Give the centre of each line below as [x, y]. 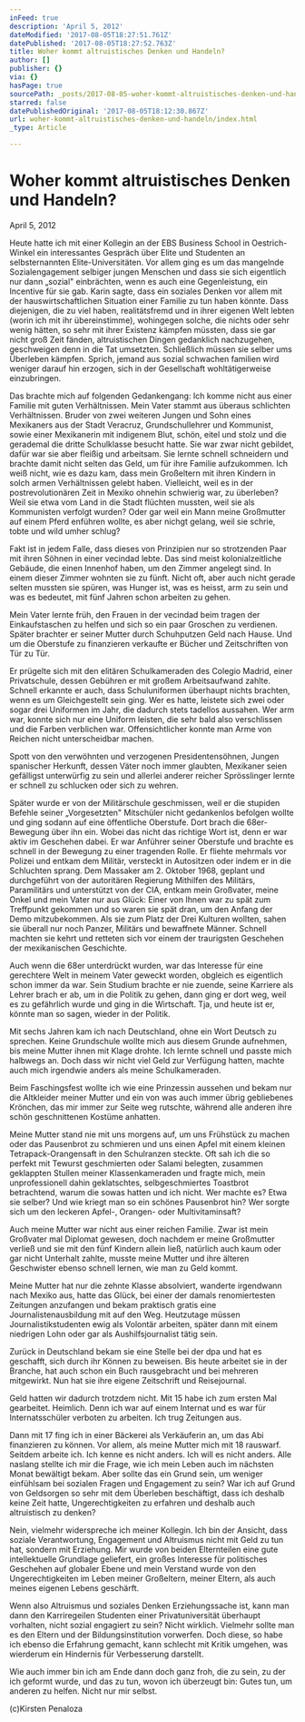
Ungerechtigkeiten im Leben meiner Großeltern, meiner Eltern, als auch [143, 1578]
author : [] [30, 60]
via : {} [24, 77]
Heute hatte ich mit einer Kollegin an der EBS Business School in [129, 243]
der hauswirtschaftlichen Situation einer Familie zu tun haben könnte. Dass [149, 300]
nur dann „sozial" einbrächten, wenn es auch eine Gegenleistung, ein [138, 281]
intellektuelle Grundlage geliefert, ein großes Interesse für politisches [138, 1559]
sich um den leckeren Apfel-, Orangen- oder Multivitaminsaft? [125, 1212]
